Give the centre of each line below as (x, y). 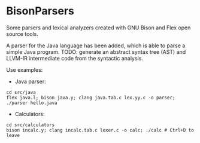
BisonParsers (40, 11)
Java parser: (30, 81)
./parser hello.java (32, 103)
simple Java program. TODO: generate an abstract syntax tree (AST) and (96, 51)
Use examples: (25, 69)
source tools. (22, 34)
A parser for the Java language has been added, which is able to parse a (96, 45)
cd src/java (21, 92)
